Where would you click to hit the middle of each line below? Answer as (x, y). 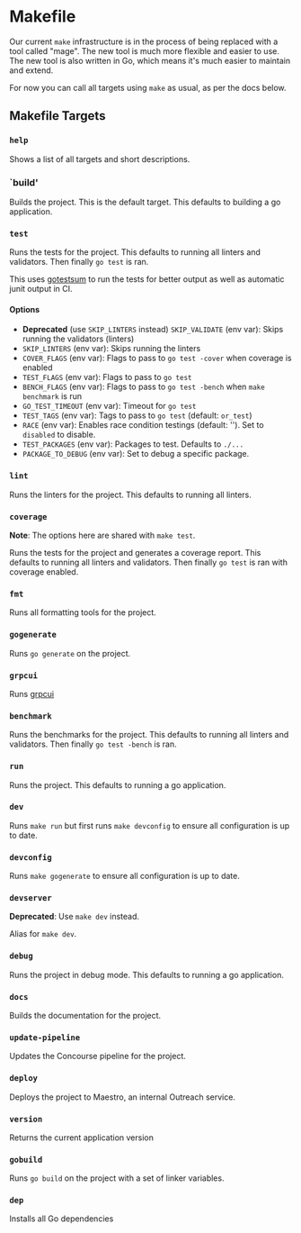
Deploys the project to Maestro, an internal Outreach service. (123, 1097)
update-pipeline (45, 1037)
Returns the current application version (82, 1138)
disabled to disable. (59, 435)
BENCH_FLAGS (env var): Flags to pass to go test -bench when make (143, 387)
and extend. (31, 70)
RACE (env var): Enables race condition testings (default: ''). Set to (143, 425)
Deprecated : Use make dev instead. (75, 917)
